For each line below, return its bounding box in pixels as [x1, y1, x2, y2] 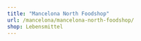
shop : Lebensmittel [7, 23, 64, 30]
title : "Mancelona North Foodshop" [7, 10, 110, 17]
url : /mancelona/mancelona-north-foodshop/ [7, 17, 135, 24]
